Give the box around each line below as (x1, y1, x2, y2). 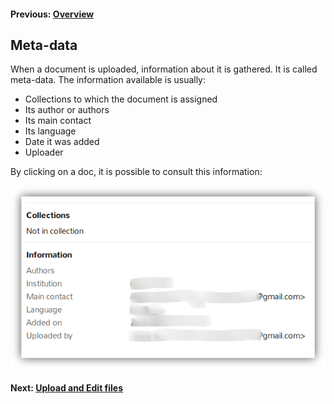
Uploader (24, 146, 64, 159)
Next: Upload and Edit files (10, 382, 124, 394)
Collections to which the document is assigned (24, 93, 218, 105)
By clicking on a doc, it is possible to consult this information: (10, 166, 263, 178)
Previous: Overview (10, 8, 95, 20)
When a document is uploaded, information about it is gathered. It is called (10, 63, 318, 75)
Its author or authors (24, 104, 110, 116)
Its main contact (24, 115, 92, 127)
